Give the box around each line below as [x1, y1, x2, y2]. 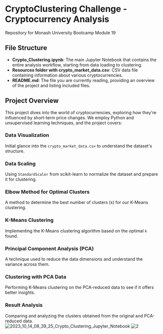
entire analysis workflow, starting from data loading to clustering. [12, 62, 143, 67]
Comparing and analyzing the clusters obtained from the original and [5, 313, 144, 318]
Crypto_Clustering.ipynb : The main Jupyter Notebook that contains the [12, 57, 157, 63]
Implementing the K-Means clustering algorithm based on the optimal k [5, 228, 147, 234]
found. [5, 233, 18, 239]
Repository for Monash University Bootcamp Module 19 [5, 30, 116, 35]
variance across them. [5, 261, 50, 267]
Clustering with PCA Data [5, 273, 67, 280]
